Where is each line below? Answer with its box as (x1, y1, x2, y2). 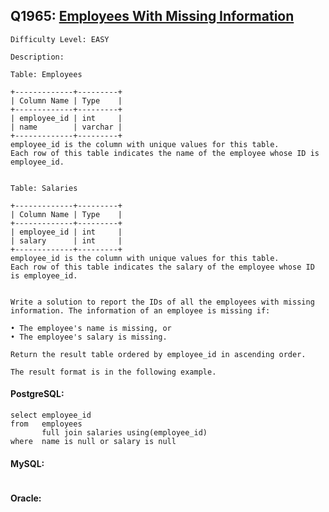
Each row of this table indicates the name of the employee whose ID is (10, 148, 320, 158)
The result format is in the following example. (10, 367, 217, 377)
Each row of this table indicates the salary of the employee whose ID (10, 262, 315, 272)
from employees (10, 419, 83, 429)
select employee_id (10, 410, 92, 421)
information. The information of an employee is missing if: (10, 305, 271, 316)
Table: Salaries (10, 183, 78, 193)
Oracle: (10, 492, 42, 504)
